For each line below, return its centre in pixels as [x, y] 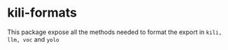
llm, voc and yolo [33, 39]
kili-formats [42, 13]
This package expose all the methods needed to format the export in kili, [115, 32]
